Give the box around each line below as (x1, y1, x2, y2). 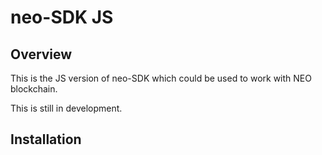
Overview (10, 46, 73, 63)
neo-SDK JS (10, 6, 114, 29)
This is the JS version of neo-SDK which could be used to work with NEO (10, 72, 312, 84)
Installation (10, 131, 82, 148)
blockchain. (10, 83, 58, 95)
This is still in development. (10, 102, 123, 114)
